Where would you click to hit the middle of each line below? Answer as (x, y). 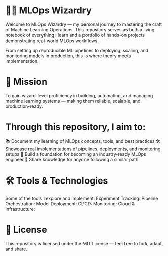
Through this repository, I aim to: (75, 127)
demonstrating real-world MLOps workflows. (52, 41)
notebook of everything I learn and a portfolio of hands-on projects (75, 35)
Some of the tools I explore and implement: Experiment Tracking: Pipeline (82, 198)
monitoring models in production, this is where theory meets (68, 56)
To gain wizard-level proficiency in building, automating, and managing (79, 95)
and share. (16, 249)
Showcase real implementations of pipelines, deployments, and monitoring (83, 149)
